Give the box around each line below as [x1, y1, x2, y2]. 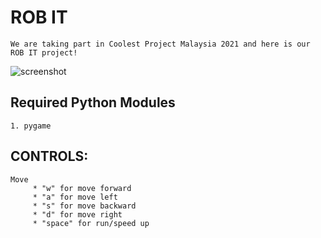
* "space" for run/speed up [32, 218, 150, 228]
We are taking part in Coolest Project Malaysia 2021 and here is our [10, 39, 311, 49]
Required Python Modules [10, 94, 176, 111]
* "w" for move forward [32, 183, 132, 193]
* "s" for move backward [32, 201, 137, 211]
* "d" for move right [32, 209, 123, 220]
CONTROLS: [10, 148, 89, 165]
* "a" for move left [32, 192, 118, 202]
